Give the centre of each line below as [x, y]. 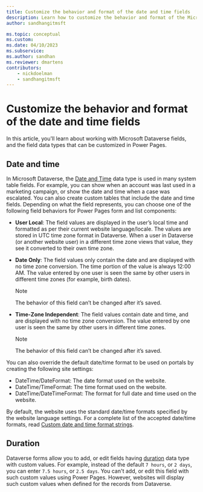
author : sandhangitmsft [36, 23]
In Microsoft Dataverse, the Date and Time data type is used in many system [101, 179]
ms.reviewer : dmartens [35, 62]
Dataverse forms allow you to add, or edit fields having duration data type [98, 458]
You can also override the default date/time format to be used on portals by [100, 362]
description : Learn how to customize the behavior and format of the [96, 18]
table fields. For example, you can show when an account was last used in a [101, 185]
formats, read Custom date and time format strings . [70, 425]
